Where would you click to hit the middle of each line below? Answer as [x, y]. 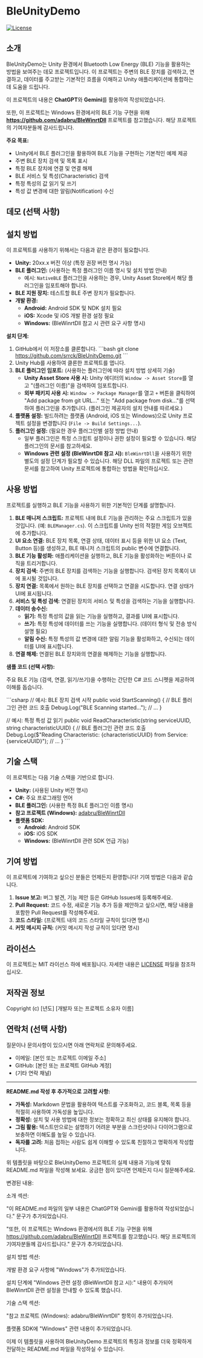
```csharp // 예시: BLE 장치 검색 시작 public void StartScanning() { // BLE [94, 700]
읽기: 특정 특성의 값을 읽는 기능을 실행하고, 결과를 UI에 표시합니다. [101, 616]
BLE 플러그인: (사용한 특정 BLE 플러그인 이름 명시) [74, 805]
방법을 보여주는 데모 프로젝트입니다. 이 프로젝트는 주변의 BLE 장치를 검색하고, [97, 71]
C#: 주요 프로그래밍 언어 [44, 797]
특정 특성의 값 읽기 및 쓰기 [46, 183]
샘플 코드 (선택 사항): [31, 666]
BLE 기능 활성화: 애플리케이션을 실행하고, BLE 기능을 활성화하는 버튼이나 [100, 555]
